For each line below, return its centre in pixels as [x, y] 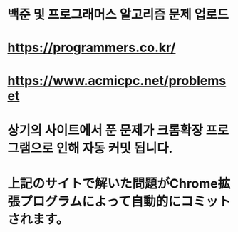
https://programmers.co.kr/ [92, 48]
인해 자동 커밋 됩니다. [114, 148]
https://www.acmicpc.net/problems [117, 80]
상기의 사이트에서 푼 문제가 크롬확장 [105, 130]
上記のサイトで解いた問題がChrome [113, 183]
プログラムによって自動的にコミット [125, 201]
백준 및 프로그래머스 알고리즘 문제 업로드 [118, 15]
